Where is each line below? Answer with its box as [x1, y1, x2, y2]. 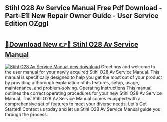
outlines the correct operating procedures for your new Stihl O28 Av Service [5, 90, 162, 96]
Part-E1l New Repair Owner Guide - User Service [5, 12, 159, 20]
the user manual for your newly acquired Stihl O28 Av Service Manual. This [5, 69, 160, 75]
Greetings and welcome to [101, 64, 156, 69]
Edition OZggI [5, 19, 49, 28]
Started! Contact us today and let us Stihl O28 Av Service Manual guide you [5, 106, 161, 112]
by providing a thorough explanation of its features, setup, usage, [5, 80, 140, 85]
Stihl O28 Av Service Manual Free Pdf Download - [5, 4, 162, 12]
